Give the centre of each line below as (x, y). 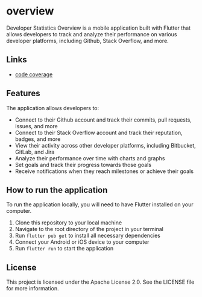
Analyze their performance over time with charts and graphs (90, 158)
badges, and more (38, 139)
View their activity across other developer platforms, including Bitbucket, (105, 145)
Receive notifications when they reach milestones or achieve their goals (104, 171)
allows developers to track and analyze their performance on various (92, 34)
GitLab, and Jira (35, 152)
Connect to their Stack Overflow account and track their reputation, (99, 132)
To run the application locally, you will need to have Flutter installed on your (100, 204)
